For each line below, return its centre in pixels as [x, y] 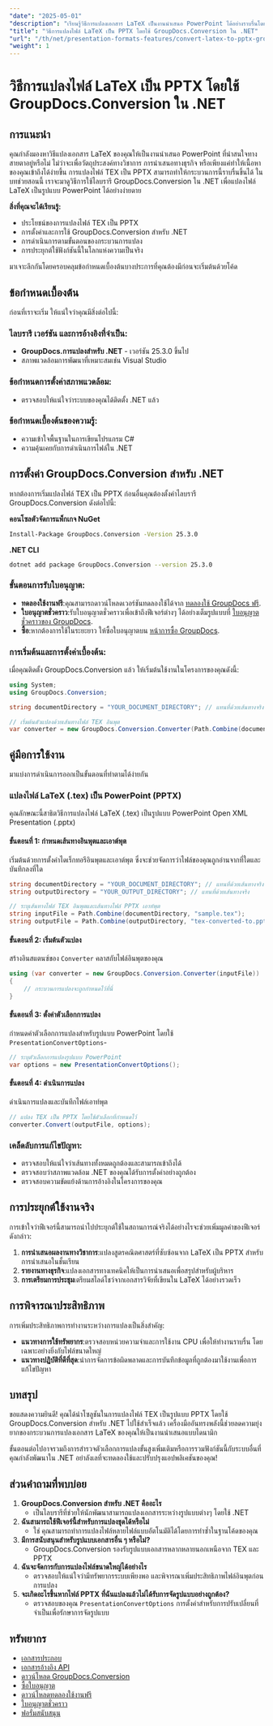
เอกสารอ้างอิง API [45, 1668]
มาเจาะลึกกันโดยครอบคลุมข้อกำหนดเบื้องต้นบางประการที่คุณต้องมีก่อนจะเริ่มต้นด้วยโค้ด [124, 267]
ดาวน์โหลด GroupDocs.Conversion [75, 1677]
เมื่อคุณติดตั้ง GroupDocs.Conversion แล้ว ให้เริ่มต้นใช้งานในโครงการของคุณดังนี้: [124, 669]
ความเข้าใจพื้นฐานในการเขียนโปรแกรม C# [77, 438]
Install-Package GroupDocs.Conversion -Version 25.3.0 [104, 534]
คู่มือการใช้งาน [37, 754]
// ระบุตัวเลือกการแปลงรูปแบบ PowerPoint [66, 1057]
